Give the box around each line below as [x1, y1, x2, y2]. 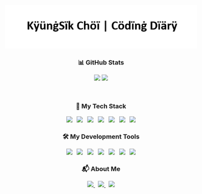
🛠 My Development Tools [62, 132, 140, 140]
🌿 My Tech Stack [75, 102, 127, 111]
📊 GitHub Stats [77, 58, 125, 66]
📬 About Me [82, 164, 120, 173]
